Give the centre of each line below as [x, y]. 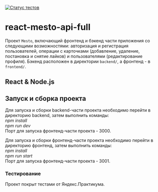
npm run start [19, 156]
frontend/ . [16, 66]
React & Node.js [30, 82]
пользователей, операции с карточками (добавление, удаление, [72, 51]
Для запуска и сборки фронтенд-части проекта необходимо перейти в [79, 140]
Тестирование [23, 174]
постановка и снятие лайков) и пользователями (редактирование [74, 56]
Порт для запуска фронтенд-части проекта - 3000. [58, 131]
